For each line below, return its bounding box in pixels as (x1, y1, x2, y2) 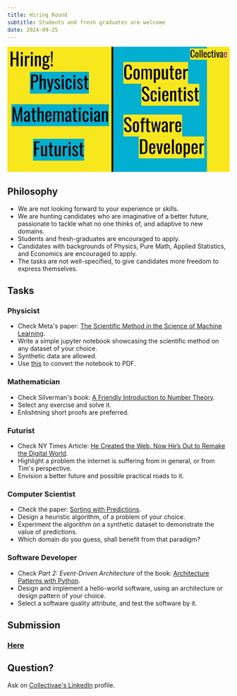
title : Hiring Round (7, 11, 68, 18)
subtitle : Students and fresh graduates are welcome (7, 18, 166, 26)
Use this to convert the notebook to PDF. (17, 360, 136, 368)
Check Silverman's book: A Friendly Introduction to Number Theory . (17, 393, 215, 401)
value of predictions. (17, 527, 78, 536)
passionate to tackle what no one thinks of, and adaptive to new (17, 219, 203, 228)
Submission (7, 619, 61, 631)
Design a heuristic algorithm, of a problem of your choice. (17, 513, 186, 521)
